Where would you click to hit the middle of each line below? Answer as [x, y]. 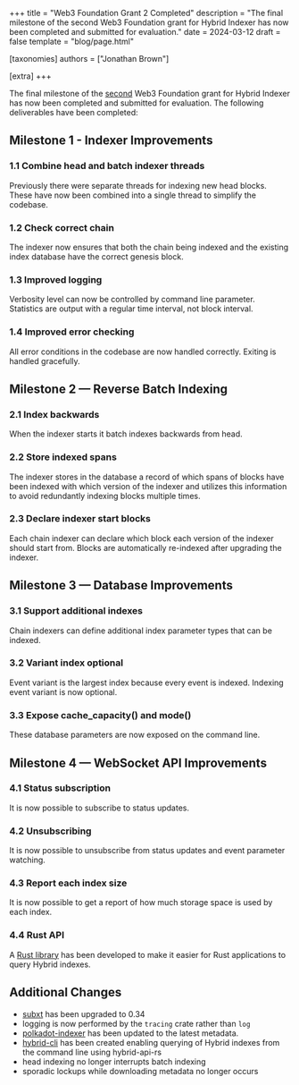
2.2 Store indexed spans [63, 457]
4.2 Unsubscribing [50, 831]
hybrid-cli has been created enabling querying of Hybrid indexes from [151, 1042]
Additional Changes [66, 992]
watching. [28, 860]
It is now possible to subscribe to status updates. [100, 808]
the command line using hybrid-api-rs [92, 1052]
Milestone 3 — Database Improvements [121, 585]
